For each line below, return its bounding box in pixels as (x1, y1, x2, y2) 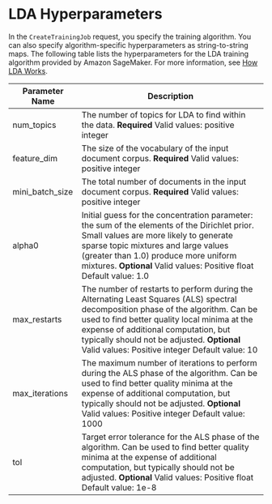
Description (147, 90, 194, 101)
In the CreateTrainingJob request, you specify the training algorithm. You (8, 32, 252, 41)
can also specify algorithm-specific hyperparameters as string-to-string (8, 40, 249, 49)
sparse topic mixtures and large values (81, 240, 229, 251)
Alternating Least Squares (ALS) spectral (81, 293, 237, 305)
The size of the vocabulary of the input (81, 143, 229, 154)
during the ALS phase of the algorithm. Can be (81, 367, 257, 378)
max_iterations (12, 387, 69, 399)
